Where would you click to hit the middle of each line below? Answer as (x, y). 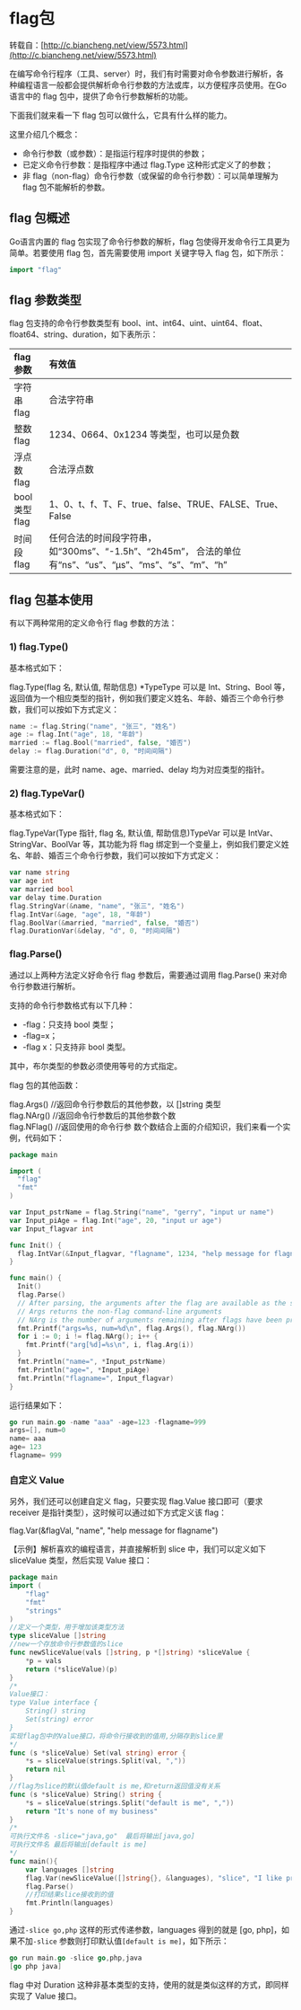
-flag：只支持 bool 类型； (69, 1024)
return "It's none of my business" (92, 1811)
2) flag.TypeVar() (47, 793)
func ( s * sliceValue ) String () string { (86, 1794)
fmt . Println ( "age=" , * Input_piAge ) (84, 1370)
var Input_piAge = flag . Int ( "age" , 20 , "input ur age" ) (116, 1220)
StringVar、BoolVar (45, 845)
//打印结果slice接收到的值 (69, 1895)
